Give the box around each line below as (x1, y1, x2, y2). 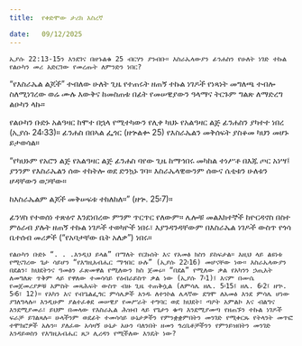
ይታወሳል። (9, 136, 41, 147)
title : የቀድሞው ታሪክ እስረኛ (9, 13, 104, 23)
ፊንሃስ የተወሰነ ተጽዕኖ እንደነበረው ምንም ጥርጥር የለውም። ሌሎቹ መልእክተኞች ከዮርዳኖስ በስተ (9, 211, 291, 222)
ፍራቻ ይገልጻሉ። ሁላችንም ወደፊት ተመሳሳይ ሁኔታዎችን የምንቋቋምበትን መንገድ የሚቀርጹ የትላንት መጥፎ (9, 313, 293, 322)
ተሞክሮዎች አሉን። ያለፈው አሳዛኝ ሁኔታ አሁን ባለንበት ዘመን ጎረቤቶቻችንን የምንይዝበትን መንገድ (9, 321, 271, 330)
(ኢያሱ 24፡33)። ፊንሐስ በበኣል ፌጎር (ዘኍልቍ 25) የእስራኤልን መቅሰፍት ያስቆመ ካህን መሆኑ (9, 126, 289, 137)
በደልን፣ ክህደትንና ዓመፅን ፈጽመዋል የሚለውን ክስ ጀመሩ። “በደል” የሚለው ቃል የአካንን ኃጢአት (9, 266, 273, 275)
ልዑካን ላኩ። (9, 98, 45, 109)
